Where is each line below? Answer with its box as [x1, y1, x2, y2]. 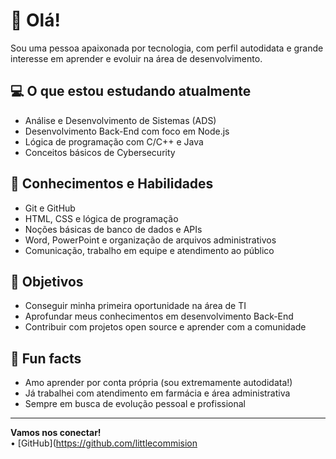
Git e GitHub [24, 202, 76, 214]
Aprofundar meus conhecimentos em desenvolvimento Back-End [24, 310, 294, 323]
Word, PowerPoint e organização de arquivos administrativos [24, 234, 277, 246]
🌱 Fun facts [10, 350, 82, 367]
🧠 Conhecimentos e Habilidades [10, 175, 214, 193]
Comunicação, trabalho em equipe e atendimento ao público [24, 244, 275, 256]
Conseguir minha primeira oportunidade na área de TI [24, 300, 247, 312]
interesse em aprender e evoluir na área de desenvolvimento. [10, 52, 263, 64]
